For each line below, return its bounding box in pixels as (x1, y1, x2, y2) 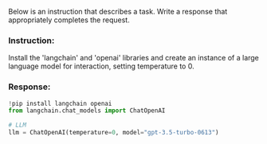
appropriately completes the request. (8, 15, 130, 25)
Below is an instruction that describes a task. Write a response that (8, 7, 228, 16)
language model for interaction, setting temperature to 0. (8, 61, 194, 71)
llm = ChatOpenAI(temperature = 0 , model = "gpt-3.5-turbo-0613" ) (8, 129, 219, 137)
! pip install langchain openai (8, 99, 112, 107)
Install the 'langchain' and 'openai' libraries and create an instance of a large (8, 53, 259, 63)
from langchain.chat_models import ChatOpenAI (8, 107, 166, 115)
